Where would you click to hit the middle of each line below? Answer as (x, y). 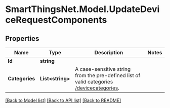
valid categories (94, 82)
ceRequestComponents (56, 20)
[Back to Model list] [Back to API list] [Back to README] (63, 100)
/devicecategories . (97, 88)
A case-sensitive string (103, 69)
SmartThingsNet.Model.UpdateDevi (82, 9)
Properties (22, 38)
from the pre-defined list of (108, 75)
